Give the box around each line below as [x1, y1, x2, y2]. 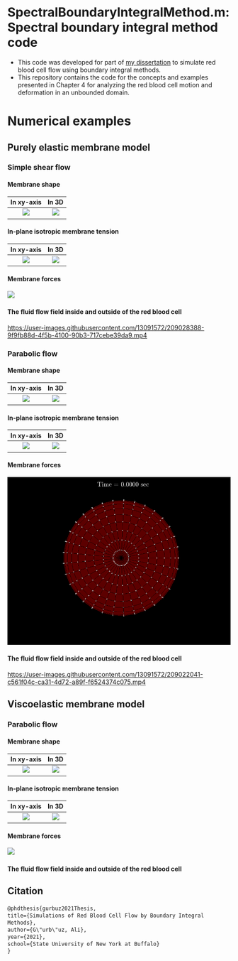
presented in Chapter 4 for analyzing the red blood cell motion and [17, 80, 212, 89]
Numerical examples [7, 113, 132, 129]
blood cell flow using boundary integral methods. [17, 65, 161, 74]
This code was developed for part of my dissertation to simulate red [17, 58, 216, 66]
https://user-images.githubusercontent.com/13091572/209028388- [7, 323, 205, 332]
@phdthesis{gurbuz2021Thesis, [7, 905, 97, 912]
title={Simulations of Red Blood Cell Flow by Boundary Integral [7, 912, 204, 919]
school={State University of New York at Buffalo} [7, 940, 160, 948]
